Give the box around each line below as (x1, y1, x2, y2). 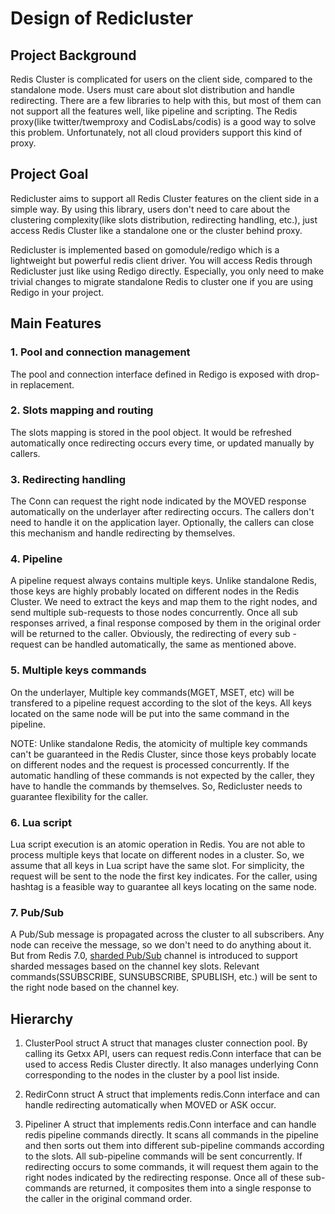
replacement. (19, 378, 75, 391)
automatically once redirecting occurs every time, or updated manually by (10, 437, 315, 449)
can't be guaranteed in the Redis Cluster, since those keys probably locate (10, 748, 317, 760)
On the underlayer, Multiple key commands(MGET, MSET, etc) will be (10, 686, 295, 698)
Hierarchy (10, 1010, 74, 1027)
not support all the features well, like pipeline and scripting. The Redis (10, 105, 298, 117)
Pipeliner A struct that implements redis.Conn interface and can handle (24, 1118, 317, 1131)
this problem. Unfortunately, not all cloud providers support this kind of (10, 127, 303, 138)
